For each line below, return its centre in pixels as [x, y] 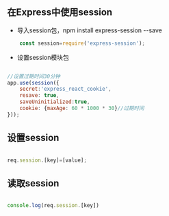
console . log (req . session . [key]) [53, 206]
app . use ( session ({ [33, 83]
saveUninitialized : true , [55, 102]
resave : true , [39, 96]
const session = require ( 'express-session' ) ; [82, 43]
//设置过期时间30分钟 [34, 76]
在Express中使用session [60, 12]
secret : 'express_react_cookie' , [65, 89]
